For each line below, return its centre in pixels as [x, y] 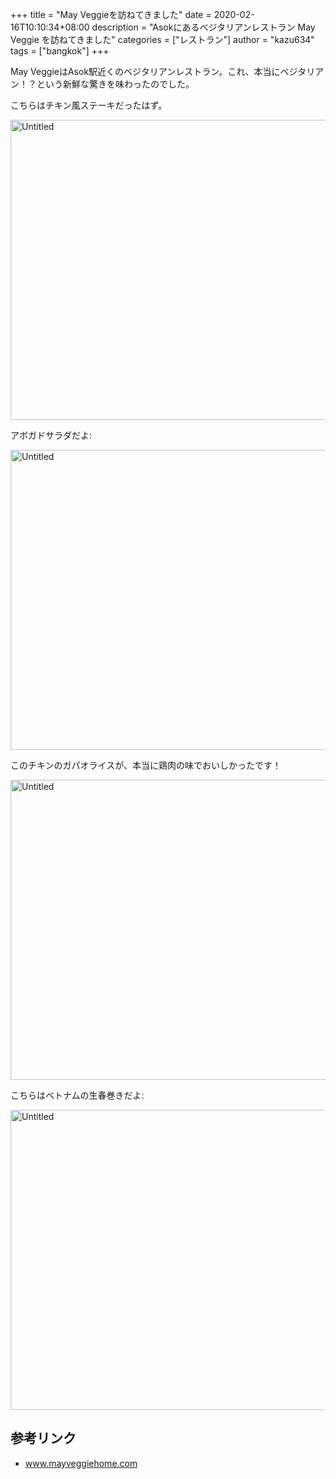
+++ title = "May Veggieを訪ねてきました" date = [111, 14]
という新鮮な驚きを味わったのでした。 [115, 84]
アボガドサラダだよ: [51, 435]
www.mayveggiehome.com [81, 1463]
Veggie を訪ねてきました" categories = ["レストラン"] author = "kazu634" [162, 39]
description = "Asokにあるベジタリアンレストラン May [203, 27]
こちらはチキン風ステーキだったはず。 [89, 105]
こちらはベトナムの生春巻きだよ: [77, 1095]
